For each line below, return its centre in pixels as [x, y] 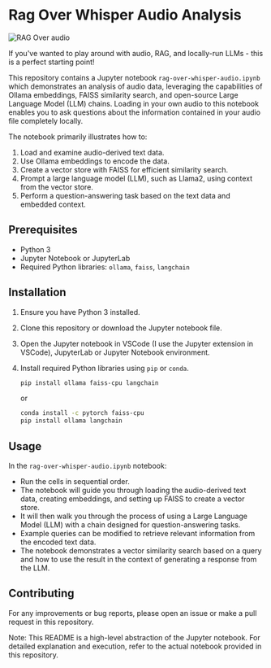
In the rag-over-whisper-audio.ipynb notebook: [88, 466]
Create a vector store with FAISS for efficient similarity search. [124, 169]
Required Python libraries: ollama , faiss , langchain [105, 267]
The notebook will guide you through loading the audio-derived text [133, 490]
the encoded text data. [58, 542]
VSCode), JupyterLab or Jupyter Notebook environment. [115, 352]
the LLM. [35, 568]
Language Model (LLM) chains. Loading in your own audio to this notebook [134, 103]
